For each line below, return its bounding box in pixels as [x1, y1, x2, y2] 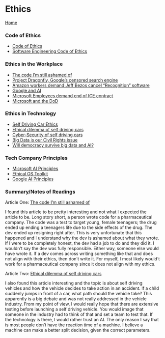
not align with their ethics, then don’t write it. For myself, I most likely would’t [5, 256, 160, 262]
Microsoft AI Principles [12, 166, 58, 171]
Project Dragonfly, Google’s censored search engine [12, 77, 118, 83]
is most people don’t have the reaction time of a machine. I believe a [5, 322, 143, 328]
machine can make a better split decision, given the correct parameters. [5, 327, 151, 333]
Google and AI [12, 87, 42, 93]
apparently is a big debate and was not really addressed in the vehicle [5, 296, 147, 302]
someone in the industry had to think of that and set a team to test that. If [5, 311, 153, 317]
